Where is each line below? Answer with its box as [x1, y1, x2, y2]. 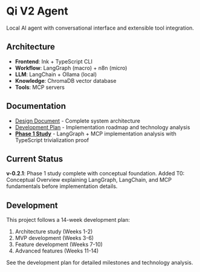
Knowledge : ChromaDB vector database [15, 77, 117, 84]
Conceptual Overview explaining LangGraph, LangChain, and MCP [6, 176, 172, 184]
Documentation [6, 101, 66, 111]
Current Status [6, 154, 63, 164]
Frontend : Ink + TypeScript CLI [15, 57, 92, 65]
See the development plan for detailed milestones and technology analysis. [6, 259, 193, 267]
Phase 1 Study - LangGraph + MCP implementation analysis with [15, 130, 176, 137]
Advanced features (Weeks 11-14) [15, 247, 99, 254]
